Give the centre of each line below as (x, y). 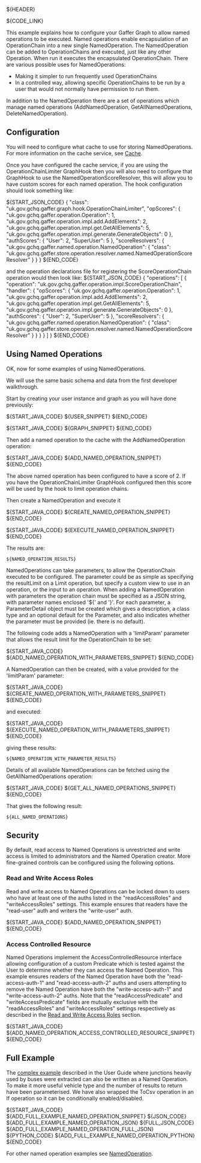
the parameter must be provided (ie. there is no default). (76, 621)
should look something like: (40, 190)
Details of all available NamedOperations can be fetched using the (88, 770)
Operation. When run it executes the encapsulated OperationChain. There (97, 58)
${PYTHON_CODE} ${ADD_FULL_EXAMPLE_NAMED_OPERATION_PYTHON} (100, 1135)
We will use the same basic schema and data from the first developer (92, 380)
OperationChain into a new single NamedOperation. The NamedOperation (97, 45)
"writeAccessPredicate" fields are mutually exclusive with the (82, 1002)
